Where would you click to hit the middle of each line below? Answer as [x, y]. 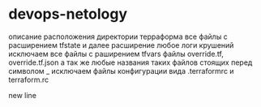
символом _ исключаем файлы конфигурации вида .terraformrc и [121, 71]
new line [22, 95]
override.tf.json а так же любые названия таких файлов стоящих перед [130, 62]
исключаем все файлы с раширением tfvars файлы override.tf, [116, 53]
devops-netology [68, 14]
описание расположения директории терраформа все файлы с [118, 36]
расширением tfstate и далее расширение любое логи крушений [121, 45]
